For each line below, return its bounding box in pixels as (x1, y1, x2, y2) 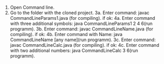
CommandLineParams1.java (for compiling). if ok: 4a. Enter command (10, 15, 155, 21)
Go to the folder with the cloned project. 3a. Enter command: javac (10, 10, 150, 16)
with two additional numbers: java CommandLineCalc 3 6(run (10, 48, 139, 53)
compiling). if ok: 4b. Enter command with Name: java (10, 31, 123, 37)
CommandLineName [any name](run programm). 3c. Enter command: (10, 37, 156, 43)
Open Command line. (10, 5, 55, 10)
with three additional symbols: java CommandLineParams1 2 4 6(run (10, 20, 153, 26)
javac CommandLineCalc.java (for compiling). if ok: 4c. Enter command (10, 42, 159, 48)
